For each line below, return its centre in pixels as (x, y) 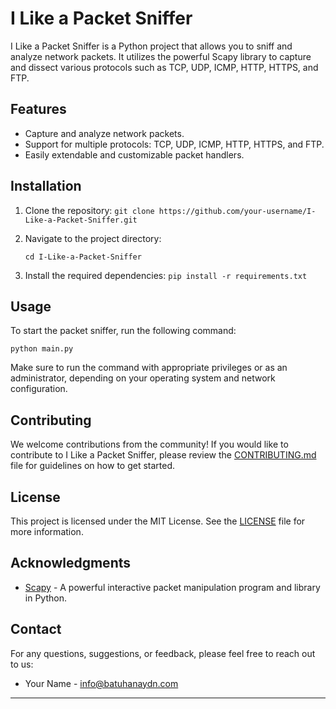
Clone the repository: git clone (89, 210)
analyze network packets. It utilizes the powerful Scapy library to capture (161, 56)
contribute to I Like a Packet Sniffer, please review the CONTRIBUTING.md (163, 455)
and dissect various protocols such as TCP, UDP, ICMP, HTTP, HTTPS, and (164, 67)
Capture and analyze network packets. (104, 133)
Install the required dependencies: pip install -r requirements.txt (166, 275)
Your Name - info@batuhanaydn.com (101, 683)
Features (38, 109)
